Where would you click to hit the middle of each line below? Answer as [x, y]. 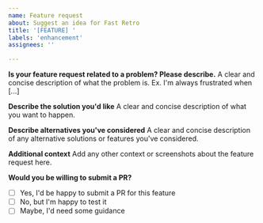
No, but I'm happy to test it [63, 202]
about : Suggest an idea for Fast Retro [74, 23]
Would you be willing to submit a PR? [70, 178]
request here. [30, 162]
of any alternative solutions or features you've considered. [104, 138]
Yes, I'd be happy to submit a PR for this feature [97, 193]
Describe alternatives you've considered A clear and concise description [130, 130]
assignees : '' [32, 45]
